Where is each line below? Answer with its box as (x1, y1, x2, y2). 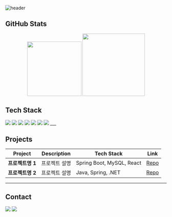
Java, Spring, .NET (76, 169, 121, 176)
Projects (5, 135, 33, 144)
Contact (5, 192, 32, 201)
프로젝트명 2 (8, 169, 37, 177)
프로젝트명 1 (8, 160, 37, 167)
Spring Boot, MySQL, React (76, 159, 142, 166)
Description (41, 150, 71, 157)
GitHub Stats (5, 19, 47, 28)
